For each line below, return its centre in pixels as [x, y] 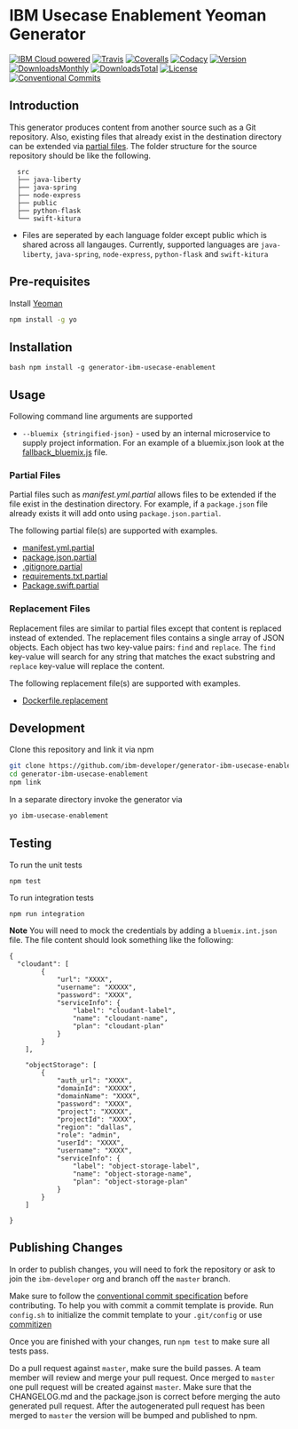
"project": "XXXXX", [94, 1112]
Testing [31, 844]
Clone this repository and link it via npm [82, 750]
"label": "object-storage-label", [136, 1166]
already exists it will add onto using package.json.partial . [115, 514]
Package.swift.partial [60, 586]
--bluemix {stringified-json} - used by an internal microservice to [146, 434]
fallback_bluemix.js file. [65, 452]
